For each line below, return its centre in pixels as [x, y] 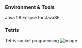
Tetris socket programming [32, 40]
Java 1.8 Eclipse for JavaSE [32, 18]
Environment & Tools [30, 7]
